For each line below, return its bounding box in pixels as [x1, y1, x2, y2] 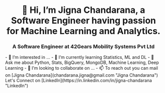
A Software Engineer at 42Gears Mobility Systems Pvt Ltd [12, 43, 155, 50]
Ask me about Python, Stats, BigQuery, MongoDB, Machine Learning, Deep [5, 59, 159, 66]
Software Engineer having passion [11, 15, 156, 26]
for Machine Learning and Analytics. [6, 26, 161, 37]
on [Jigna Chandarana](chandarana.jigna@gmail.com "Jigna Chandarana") [5, 72, 158, 78]
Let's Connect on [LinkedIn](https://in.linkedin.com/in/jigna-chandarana [5, 78, 153, 84]
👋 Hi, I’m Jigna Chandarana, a [21, 4, 146, 16]
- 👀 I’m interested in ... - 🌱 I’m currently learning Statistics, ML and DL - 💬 [5, 54, 154, 60]
